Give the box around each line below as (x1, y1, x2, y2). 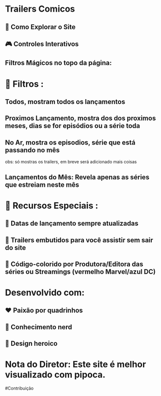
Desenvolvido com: (5, 287, 85, 298)
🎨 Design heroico (5, 340, 58, 348)
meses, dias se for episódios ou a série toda (5, 122, 141, 130)
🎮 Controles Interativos (5, 40, 79, 48)
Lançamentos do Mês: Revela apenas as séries (5, 173, 149, 181)
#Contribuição (5, 385, 34, 391)
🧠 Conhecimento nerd (5, 323, 72, 331)
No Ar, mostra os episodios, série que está (5, 138, 136, 146)
